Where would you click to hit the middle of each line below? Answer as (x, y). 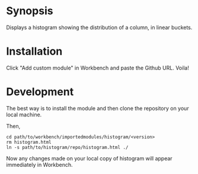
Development (40, 92)
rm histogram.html (29, 142)
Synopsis (30, 11)
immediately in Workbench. (39, 164)
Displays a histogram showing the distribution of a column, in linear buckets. (99, 27)
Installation (34, 51)
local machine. (24, 115)
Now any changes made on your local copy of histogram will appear (90, 158)
